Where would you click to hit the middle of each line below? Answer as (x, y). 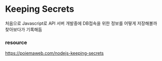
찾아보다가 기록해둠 (24, 29)
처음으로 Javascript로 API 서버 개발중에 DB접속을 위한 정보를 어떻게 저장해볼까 (81, 23)
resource (16, 42)
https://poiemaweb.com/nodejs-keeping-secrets (54, 53)
